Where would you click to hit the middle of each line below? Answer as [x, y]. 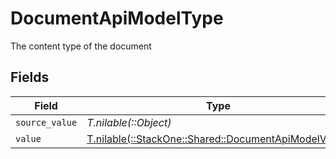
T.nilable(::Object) [129, 122]
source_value [46, 122]
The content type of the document [81, 46]
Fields [30, 77]
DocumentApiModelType [117, 18]
